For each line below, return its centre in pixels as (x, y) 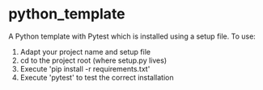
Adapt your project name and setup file (85, 51)
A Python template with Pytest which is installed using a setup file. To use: (132, 36)
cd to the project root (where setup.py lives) (93, 60)
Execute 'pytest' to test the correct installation (97, 77)
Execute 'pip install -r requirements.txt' (85, 68)
